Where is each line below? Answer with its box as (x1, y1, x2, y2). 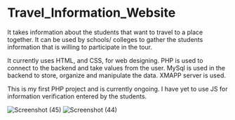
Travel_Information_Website (7, 5, 176, 21)
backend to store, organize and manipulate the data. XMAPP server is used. (7, 71, 227, 80)
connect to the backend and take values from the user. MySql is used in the (7, 63, 226, 72)
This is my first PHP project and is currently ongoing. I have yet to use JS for (7, 84, 228, 93)
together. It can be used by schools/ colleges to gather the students (7, 35, 203, 43)
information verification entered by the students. (7, 92, 147, 100)
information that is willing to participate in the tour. (7, 43, 153, 51)
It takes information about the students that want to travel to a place (7, 28, 203, 36)
